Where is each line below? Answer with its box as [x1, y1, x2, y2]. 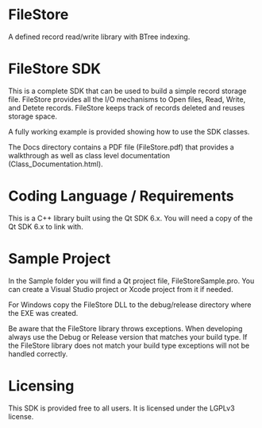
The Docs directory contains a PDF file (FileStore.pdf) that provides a [8, 142, 234, 152]
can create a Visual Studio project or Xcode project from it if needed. [8, 284, 233, 294]
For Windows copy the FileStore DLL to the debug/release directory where [8, 300, 252, 309]
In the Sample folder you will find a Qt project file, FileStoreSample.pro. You [8, 276, 255, 286]
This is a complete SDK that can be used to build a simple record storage [8, 86, 247, 95]
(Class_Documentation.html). [8, 159, 103, 169]
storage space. [8, 111, 58, 121]
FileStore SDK [8, 60, 102, 78]
